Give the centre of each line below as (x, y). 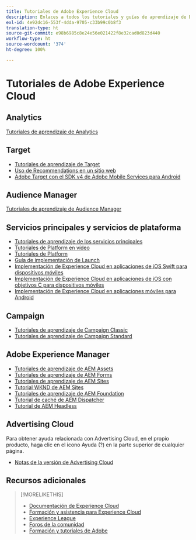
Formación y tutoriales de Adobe (68, 531)
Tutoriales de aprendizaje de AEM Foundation (69, 393)
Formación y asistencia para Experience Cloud (85, 512)
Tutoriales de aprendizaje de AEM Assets (64, 369)
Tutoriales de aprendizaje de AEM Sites (62, 381)
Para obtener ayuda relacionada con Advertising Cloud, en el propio (87, 438)
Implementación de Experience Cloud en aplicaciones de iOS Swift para (101, 266)
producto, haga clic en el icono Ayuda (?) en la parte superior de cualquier (95, 445)
